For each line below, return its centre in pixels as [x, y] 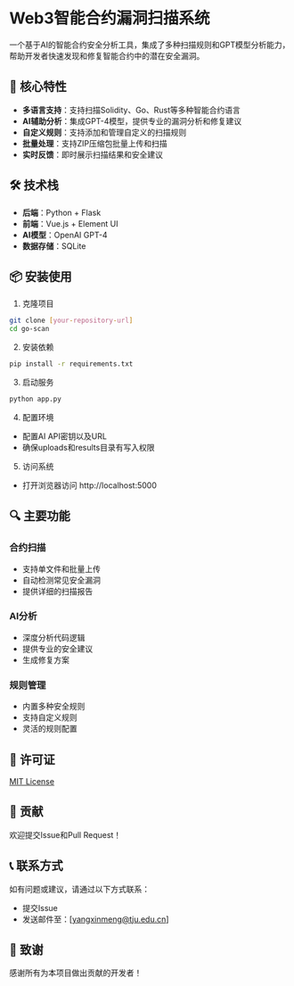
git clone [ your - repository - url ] [71, 321]
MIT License [32, 781]
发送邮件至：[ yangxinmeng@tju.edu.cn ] [95, 919]
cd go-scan [29, 329]
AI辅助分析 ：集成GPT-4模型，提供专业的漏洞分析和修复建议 [132, 120]
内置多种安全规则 [53, 707]
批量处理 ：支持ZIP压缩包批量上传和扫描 [94, 143]
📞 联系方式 [37, 866]
